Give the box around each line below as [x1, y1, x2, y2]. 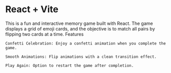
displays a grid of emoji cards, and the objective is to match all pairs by [5, 25, 155, 31]
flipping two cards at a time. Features [5, 31, 84, 37]
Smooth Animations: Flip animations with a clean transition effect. [5, 54, 157, 59]
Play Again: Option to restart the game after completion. [5, 63, 134, 68]
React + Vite [5, 4, 59, 15]
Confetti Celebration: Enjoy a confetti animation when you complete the [5, 41, 166, 46]
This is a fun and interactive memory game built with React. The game [5, 20, 153, 26]
